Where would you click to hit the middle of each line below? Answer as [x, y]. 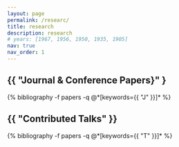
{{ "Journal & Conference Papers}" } [87, 80]
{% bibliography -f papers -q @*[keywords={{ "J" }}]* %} [89, 97]
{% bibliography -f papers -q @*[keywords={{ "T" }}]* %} [90, 135]
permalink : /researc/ [38, 20]
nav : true [21, 46]
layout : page [26, 14]
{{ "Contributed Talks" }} [62, 119]
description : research [40, 33]
